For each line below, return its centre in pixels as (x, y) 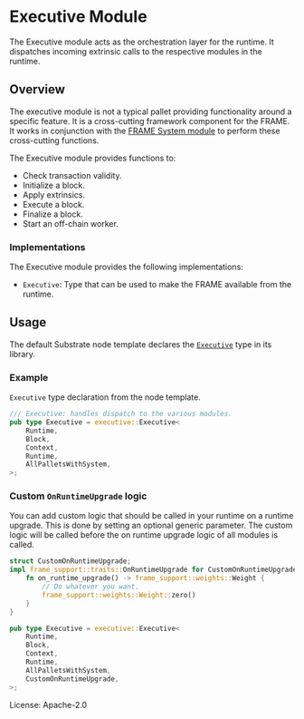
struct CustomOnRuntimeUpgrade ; (70, 561)
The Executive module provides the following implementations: (127, 267)
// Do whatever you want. (91, 587)
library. (23, 354)
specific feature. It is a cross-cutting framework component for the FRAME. (150, 121)
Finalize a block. (52, 214)
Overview (38, 89)
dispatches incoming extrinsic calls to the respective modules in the (136, 51)
